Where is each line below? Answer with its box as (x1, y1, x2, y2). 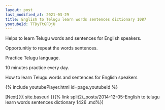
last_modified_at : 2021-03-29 (5, 12, 70, 17)
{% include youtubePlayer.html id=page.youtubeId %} (5, 84, 118, 90)
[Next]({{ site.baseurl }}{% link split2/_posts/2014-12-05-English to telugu (5, 94, 160, 100)
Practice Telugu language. (5, 55, 60, 61)
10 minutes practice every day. (5, 65, 70, 71)
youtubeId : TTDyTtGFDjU (5, 21, 56, 27)
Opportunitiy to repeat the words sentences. (5, 45, 98, 51)
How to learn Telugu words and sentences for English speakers (5, 74, 138, 81)
